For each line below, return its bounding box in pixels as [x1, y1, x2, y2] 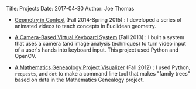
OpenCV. [14, 53, 37, 59]
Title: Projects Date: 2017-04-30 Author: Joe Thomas [6, 5, 135, 12]
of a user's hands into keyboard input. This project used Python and [14, 46, 178, 53]
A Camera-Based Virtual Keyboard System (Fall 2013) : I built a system [14, 34, 185, 40]
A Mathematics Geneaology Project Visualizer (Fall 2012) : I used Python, [14, 64, 191, 71]
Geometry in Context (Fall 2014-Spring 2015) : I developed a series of [14, 16, 183, 23]
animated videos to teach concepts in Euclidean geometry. [14, 23, 156, 29]
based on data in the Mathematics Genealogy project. [14, 76, 145, 83]
